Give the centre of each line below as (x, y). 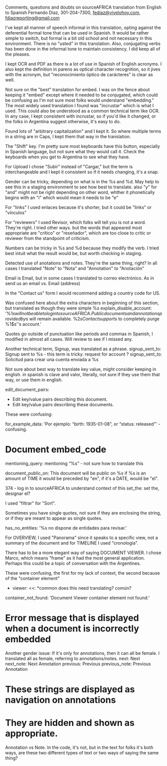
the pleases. (18, 54)
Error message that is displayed (72, 618)
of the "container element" (32, 578)
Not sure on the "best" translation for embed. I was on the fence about (78, 89)
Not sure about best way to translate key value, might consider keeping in (81, 369)
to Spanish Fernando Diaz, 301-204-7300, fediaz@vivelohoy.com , (73, 13)
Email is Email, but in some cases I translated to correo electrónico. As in (80, 278)
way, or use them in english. (34, 380)
